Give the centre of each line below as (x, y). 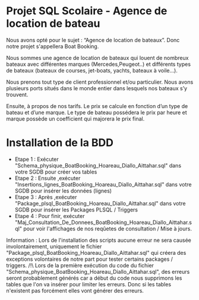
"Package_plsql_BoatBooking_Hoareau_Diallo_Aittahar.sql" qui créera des (96, 252)
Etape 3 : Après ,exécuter (46, 197)
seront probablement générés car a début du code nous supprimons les (94, 278)
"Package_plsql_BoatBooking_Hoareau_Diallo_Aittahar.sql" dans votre (100, 203)
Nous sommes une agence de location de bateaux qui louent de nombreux (97, 58)
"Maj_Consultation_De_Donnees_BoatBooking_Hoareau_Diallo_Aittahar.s (103, 222)
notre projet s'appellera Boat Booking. (53, 46)
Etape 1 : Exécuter (37, 159)
